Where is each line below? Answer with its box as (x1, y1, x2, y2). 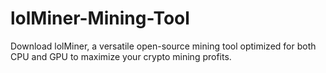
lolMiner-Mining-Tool (10, 7, 190, 30)
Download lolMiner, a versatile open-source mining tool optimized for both (10, 40, 317, 52)
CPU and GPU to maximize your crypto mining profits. (10, 50, 232, 62)
